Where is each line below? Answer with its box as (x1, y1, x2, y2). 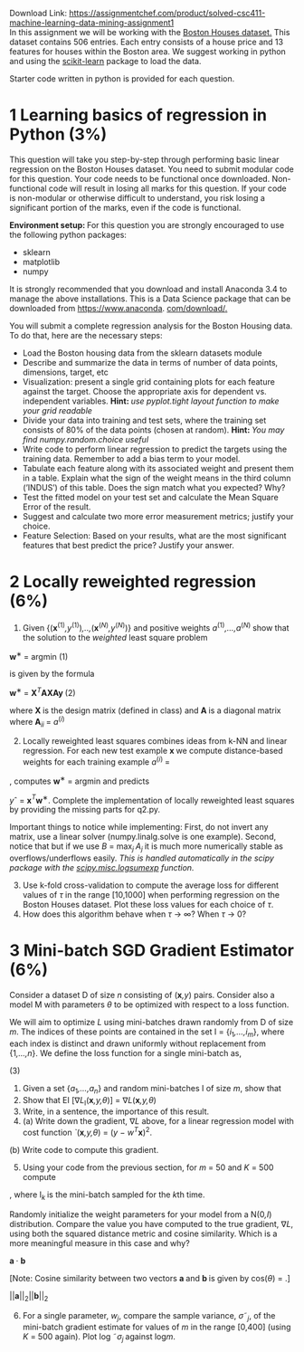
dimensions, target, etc (22, 367, 109, 377)
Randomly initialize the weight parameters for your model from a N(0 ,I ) (9, 1208, 272, 1220)
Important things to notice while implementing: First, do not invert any (9, 822, 269, 833)
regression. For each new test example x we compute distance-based (22, 746, 283, 757)
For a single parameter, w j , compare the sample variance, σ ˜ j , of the (22, 1309, 276, 1323)
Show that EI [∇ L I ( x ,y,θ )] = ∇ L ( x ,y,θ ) (22, 1094, 157, 1108)
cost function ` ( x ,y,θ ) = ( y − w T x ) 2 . (22, 1126, 152, 1138)
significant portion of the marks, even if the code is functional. (9, 202, 242, 213)
